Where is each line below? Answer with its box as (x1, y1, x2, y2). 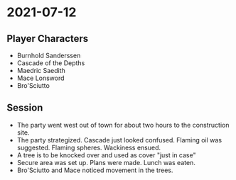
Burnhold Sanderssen (16, 51, 81, 60)
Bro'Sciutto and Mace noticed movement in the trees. (16, 166, 173, 174)
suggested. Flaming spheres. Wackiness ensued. (16, 143, 161, 152)
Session (6, 102, 43, 114)
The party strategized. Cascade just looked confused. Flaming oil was (16, 135, 222, 144)
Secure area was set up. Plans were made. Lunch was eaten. (16, 158, 196, 167)
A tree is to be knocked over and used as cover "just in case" (16, 150, 196, 159)
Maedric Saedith (16, 67, 65, 74)
